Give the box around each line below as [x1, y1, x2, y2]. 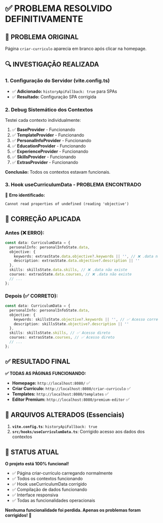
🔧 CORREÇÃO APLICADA [5, 214, 81, 223]
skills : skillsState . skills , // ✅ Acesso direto [9, 330, 111, 335]
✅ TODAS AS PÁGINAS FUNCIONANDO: [5, 370, 86, 376]
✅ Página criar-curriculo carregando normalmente [12, 470, 113, 476]
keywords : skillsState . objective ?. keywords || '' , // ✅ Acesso [14, 317, 146, 322]
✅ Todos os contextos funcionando [12, 476, 83, 482]
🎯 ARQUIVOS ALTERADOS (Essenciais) [5, 410, 125, 419]
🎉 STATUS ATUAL [5, 448, 59, 456]
